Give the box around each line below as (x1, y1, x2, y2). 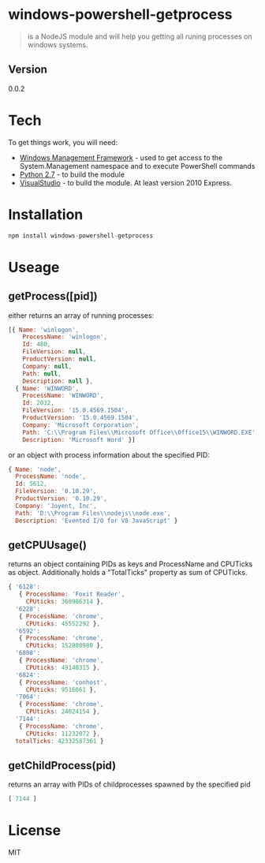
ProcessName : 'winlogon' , (22, 333, 108, 341)
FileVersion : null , (22, 348, 87, 356)
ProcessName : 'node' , (15, 473, 87, 480)
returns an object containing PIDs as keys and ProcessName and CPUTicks (8, 559, 253, 569)
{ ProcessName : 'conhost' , (18, 678, 108, 686)
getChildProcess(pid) (8, 759, 117, 772)
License (8, 822, 62, 839)
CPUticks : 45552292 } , (25, 619, 101, 628)
